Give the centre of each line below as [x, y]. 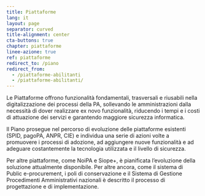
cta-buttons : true [30, 40]
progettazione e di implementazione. [53, 187]
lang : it [17, 18]
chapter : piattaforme [34, 47]
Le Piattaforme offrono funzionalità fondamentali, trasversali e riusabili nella [102, 98]
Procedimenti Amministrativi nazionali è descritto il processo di [86, 180]
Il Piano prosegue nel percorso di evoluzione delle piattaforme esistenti [96, 129]
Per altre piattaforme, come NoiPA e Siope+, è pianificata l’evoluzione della [101, 160]
